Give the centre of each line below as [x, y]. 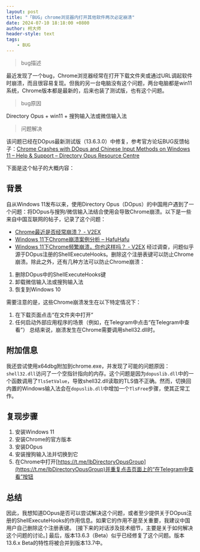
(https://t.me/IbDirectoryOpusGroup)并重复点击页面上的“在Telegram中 [101, 469]
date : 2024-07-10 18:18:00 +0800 [48, 23]
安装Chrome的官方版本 [43, 440]
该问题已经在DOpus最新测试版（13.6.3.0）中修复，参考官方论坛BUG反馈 [95, 141]
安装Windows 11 [35, 432]
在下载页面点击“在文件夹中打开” [54, 315]
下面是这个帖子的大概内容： [40, 167]
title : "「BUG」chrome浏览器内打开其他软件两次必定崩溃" [70, 17]
